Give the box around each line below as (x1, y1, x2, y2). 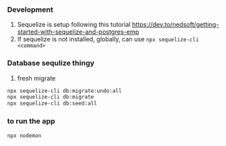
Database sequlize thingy (7, 59, 95, 68)
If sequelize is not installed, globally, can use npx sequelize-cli (17, 35, 199, 43)
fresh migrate (17, 74, 56, 82)
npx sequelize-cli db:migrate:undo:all (7, 87, 122, 94)
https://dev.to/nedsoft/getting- (132, 21, 219, 29)
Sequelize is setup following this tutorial (17, 21, 131, 29)
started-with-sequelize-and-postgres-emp (17, 28, 140, 36)
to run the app (7, 116, 55, 126)
